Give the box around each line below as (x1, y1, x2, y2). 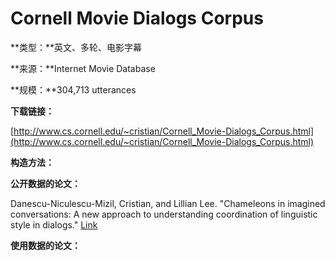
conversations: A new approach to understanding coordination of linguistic (10, 208, 318, 220)
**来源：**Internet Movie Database (10, 62, 156, 74)
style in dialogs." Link (10, 218, 98, 231)
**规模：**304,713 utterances (10, 83, 137, 96)
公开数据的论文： (10, 177, 81, 189)
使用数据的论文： (10, 239, 81, 251)
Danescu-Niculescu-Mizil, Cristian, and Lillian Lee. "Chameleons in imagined (10, 197, 326, 209)
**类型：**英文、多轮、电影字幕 (10, 41, 143, 53)
